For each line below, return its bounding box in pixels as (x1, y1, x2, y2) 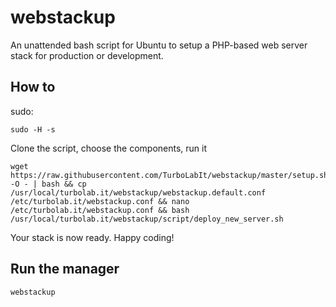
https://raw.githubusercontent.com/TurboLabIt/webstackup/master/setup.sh (10, 170, 329, 180)
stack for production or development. (10, 49, 164, 61)
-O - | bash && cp (10, 179, 87, 189)
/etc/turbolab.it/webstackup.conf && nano (10, 196, 190, 206)
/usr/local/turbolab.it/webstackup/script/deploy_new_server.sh (10, 214, 284, 224)
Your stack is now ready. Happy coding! (10, 231, 175, 243)
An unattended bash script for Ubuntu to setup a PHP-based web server (10, 39, 308, 51)
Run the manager (10, 261, 120, 278)
